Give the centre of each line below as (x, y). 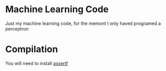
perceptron (17, 28)
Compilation (32, 49)
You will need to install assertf (37, 63)
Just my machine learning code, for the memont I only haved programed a (83, 23)
